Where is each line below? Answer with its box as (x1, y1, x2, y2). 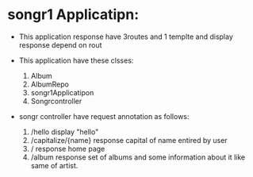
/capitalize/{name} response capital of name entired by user (30, 135, 228, 144)
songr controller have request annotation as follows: (18, 111, 190, 121)
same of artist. (30, 160, 79, 170)
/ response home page (30, 144, 105, 153)
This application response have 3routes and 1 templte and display (18, 32, 233, 41)
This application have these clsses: (18, 56, 134, 65)
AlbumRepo (30, 79, 69, 89)
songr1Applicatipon (30, 87, 94, 97)
